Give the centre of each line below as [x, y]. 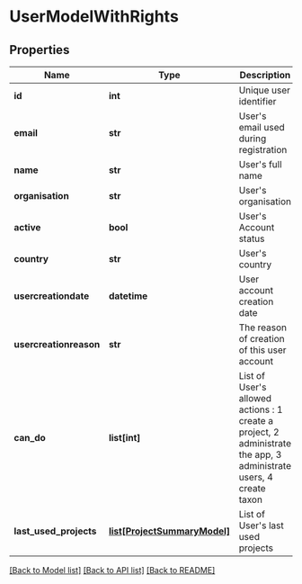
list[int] [124, 438]
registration [263, 150]
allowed [255, 398]
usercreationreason [57, 344]
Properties [40, 50]
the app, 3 [260, 454]
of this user [262, 350]
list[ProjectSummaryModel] [169, 531]
